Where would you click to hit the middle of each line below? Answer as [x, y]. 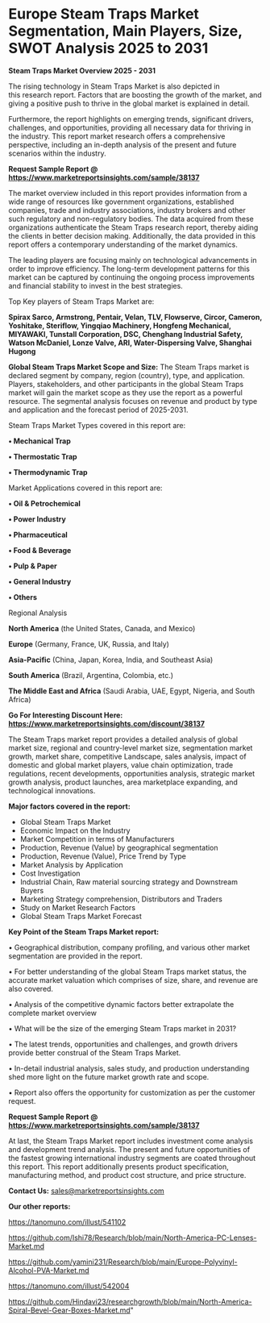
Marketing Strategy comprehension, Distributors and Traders [121, 899]
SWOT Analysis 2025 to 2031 [108, 48]
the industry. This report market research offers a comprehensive [117, 136]
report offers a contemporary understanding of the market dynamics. [123, 244]
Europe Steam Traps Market [104, 14]
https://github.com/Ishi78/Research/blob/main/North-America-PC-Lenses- [133, 1238]
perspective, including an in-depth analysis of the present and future [123, 144]
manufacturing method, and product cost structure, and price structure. [127, 1175]
